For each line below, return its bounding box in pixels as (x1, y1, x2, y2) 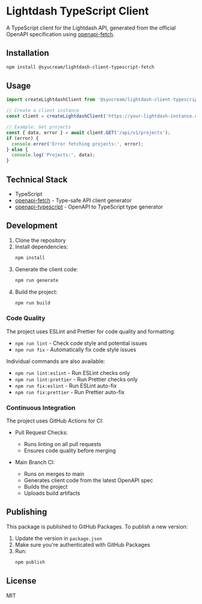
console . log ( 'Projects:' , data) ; (11, 152, 96, 158)
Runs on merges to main (23, 470, 85, 477)
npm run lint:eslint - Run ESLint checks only (14, 369, 130, 376)
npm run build (14, 300, 50, 306)
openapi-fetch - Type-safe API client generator (14, 197, 132, 204)
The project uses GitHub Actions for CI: (6, 417, 104, 424)
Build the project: (14, 288, 58, 295)
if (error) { (6, 135, 39, 141)
